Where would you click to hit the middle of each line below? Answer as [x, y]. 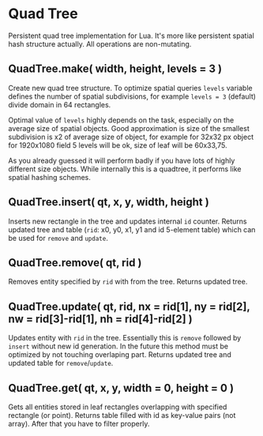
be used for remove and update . [58, 238]
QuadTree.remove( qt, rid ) [75, 263]
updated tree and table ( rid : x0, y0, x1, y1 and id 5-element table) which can [132, 229]
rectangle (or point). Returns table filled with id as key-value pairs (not [122, 415]
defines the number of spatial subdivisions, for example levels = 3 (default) [132, 96]
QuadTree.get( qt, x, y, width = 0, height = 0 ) [121, 388]
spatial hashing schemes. [49, 177]
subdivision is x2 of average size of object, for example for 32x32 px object [131, 137]
